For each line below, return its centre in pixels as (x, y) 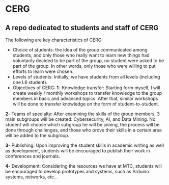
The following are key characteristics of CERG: (54, 40)
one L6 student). (30, 82)
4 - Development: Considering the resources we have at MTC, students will (83, 166)
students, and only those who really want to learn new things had (81, 55)
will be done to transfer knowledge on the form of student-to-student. (86, 104)
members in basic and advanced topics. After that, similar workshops (85, 98)
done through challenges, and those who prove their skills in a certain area (83, 130)
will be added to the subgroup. (37, 135)
